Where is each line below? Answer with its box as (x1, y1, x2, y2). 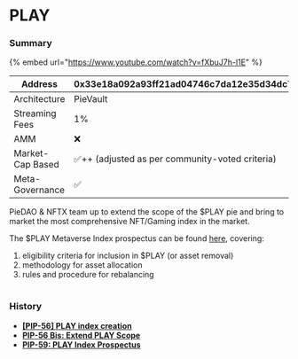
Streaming (13, 107, 57, 120)
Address (20, 78, 58, 90)
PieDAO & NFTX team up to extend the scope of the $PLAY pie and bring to (9, 207, 285, 217)
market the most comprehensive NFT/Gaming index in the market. (9, 216, 250, 227)
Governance (13, 183, 65, 196)
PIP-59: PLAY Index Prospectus (21, 339, 141, 350)
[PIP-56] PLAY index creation (21, 320, 132, 331)
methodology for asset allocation (21, 260, 143, 270)
